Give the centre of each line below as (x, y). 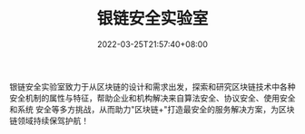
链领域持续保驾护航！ (49, 120)
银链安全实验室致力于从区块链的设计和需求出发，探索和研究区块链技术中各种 (152, 86)
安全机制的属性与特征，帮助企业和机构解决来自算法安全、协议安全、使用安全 (152, 98)
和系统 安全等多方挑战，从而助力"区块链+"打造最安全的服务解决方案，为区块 (152, 109)
